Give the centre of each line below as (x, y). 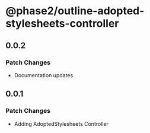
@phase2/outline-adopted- (75, 11)
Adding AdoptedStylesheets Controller (61, 123)
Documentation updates (44, 75)
